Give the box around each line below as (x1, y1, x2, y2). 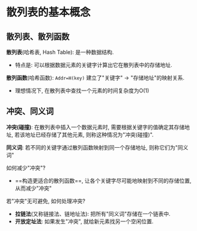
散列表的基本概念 (6, 5, 91, 19)
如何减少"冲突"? (6, 164, 46, 171)
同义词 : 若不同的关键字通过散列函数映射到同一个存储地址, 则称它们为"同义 (6, 144, 189, 151)
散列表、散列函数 (6, 31, 70, 42)
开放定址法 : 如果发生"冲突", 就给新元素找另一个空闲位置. (14, 218, 154, 225)
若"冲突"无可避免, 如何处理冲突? (6, 197, 86, 204)
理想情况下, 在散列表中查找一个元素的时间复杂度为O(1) (14, 87, 150, 94)
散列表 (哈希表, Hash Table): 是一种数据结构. (6, 49, 114, 55)
